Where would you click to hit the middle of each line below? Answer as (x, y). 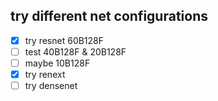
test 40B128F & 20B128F (75, 51)
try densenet (51, 86)
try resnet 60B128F (64, 40)
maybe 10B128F (57, 63)
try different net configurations (109, 16)
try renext (45, 74)
